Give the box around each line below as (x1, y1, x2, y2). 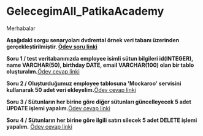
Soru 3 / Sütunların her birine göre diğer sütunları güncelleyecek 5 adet (6, 98, 191, 105)
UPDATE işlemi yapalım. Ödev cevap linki (6, 104, 110, 111)
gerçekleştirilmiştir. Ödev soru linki (6, 43, 98, 50)
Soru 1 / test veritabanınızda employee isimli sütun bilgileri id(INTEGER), (6, 55, 193, 62)
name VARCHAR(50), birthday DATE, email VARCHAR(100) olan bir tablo (6, 61, 194, 69)
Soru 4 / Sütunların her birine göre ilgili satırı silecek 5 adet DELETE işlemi (6, 116, 197, 124)
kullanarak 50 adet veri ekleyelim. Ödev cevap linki (6, 86, 137, 93)
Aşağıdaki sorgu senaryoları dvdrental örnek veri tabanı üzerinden (6, 36, 180, 43)
